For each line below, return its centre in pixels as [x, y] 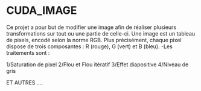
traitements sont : [28, 52]
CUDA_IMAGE [42, 11]
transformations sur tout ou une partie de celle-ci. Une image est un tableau [101, 33]
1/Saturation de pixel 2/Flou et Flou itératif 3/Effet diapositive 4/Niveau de [97, 64]
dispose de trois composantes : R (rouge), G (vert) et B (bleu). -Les [90, 46]
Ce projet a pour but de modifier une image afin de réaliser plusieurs [91, 27]
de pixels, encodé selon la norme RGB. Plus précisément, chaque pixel [94, 40]
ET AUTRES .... [25, 83]
